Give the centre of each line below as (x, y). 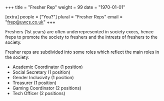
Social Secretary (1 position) (41, 72)
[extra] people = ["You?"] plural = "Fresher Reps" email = (64, 17)
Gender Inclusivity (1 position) (43, 77)
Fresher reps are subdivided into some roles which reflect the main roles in (82, 52)
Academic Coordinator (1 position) (48, 67)
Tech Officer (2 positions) (39, 93)
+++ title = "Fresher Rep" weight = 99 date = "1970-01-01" (65, 7)
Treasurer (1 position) (34, 83)
